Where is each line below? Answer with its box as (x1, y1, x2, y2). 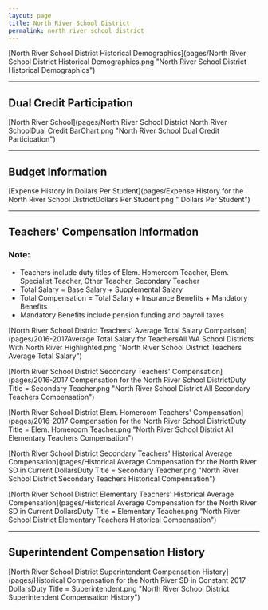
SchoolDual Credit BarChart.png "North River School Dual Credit (8, 126, 220, 136)
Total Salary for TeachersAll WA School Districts (96, 333, 254, 344)
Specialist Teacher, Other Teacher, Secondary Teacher (19, 276, 200, 285)
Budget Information (8, 165, 108, 178)
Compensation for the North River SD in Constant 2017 (66, 575, 246, 584)
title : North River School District (8, 19, 130, 27)
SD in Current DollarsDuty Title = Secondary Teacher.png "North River (8, 465, 239, 475)
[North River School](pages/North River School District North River (8, 118, 227, 127)
